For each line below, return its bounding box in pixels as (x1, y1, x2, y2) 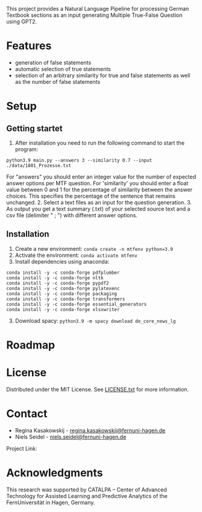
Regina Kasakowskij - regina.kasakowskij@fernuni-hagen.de (14, 426, 166, 434)
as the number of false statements (14, 78, 101, 85)
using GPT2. (6, 18, 37, 25)
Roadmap (6, 338, 55, 352)
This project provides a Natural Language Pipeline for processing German (6, 5, 189, 12)
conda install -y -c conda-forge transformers (6, 296, 125, 302)
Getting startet (6, 123, 63, 133)
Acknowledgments (6, 466, 104, 479)
